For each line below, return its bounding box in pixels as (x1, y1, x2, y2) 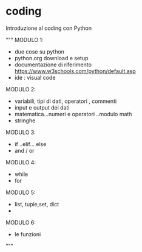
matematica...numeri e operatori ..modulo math (14, 110, 132, 117)
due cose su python (14, 47, 65, 55)
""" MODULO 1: (5, 36, 44, 43)
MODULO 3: (5, 128, 36, 136)
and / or (14, 147, 35, 154)
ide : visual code (14, 74, 56, 81)
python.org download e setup (14, 54, 89, 61)
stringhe (14, 117, 36, 124)
